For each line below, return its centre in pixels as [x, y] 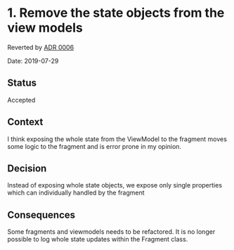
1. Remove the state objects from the [116, 13]
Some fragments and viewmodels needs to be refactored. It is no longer [111, 232]
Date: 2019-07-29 [33, 60]
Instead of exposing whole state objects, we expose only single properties [115, 185]
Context [25, 122]
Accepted [21, 100]
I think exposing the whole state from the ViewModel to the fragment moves [117, 139]
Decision [27, 168]
